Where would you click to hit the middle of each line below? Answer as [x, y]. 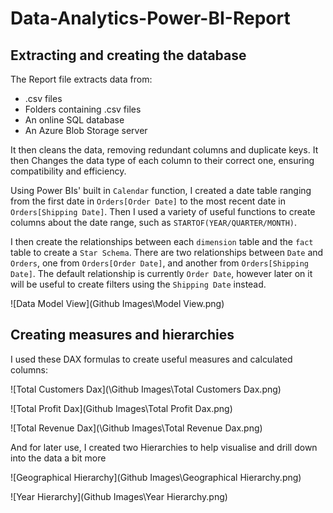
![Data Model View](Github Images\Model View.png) [117, 303]
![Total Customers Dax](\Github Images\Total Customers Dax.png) [146, 389]
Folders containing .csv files [83, 109]
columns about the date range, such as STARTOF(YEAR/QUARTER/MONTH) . [154, 222]
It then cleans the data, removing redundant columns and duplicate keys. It [164, 150]
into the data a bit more [58, 458]
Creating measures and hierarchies [122, 335]
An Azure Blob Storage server [86, 130]
